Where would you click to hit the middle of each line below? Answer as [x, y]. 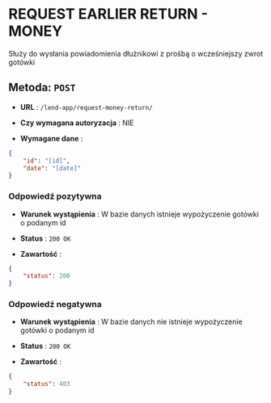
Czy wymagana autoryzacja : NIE [77, 123]
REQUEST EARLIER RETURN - [108, 14]
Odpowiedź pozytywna [55, 196]
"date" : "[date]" [52, 168]
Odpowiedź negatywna [55, 304]
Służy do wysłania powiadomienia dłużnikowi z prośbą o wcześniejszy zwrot [136, 53]
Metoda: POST [42, 88]
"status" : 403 [47, 384]
